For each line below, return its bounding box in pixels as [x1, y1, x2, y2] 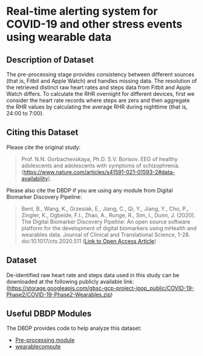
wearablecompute [15, 343, 61, 351]
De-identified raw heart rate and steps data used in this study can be [6, 271, 180, 278]
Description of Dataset [6, 54, 94, 65]
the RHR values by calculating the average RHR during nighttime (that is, [6, 103, 188, 111]
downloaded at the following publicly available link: [6, 278, 134, 285]
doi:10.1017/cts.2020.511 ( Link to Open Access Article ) [21, 237, 157, 245]
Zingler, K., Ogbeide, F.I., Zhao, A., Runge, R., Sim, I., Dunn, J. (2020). [21, 211, 196, 219]
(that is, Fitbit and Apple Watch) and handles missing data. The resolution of [6, 78, 197, 84]
